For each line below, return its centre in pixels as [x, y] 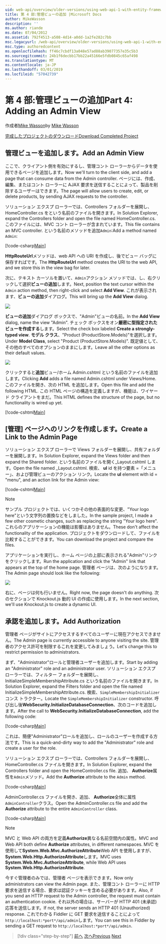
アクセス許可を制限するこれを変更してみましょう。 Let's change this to [85, 647]
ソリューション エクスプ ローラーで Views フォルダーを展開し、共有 [74, 449]
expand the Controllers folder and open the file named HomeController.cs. [81, 218]
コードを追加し [142, 705]
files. [10, 545]
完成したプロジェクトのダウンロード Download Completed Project [72, 136]
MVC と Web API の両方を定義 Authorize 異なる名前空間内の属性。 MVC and [82, 838]
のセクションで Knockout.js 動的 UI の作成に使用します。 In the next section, [82, 599]
